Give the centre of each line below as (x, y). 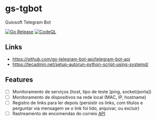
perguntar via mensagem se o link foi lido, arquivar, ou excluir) (76, 108)
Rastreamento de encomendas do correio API (59, 113)
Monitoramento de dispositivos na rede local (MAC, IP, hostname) (79, 97)
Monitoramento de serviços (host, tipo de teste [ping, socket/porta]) (82, 91)
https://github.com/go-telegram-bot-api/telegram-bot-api (71, 59)
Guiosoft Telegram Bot (28, 22)
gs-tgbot (24, 9)
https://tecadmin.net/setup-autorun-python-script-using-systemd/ (80, 64)
